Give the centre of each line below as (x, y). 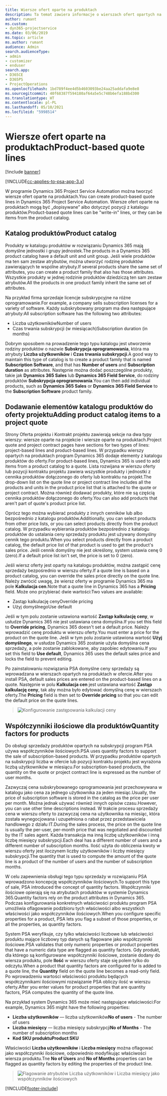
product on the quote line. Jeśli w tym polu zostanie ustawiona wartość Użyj (84, 638)
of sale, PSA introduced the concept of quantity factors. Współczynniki (78, 887)
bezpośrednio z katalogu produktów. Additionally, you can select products (81, 519)
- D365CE (14, 75)
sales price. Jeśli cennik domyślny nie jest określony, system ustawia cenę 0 (84, 550)
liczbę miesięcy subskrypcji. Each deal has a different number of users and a (83, 840)
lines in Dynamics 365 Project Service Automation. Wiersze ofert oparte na (82, 202)
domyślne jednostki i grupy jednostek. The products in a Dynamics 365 (78, 251)
